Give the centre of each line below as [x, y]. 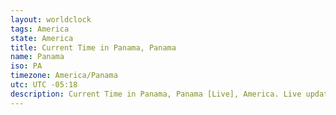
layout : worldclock [51, 19]
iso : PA [26, 66]
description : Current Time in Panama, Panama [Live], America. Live [156, 94]
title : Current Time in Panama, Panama [93, 47]
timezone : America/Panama [64, 76]
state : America [42, 38]
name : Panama [37, 57]
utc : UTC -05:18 [44, 85]
